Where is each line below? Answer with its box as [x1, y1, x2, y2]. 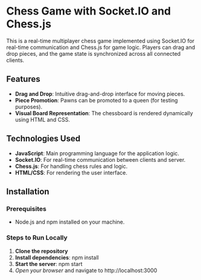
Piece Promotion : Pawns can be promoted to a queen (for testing [14, 96, 178, 104]
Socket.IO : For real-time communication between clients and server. [14, 156, 186, 163]
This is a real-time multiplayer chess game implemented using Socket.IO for [6, 37, 195, 44]
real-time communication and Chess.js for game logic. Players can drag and [6, 44, 196, 51]
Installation [6, 186, 49, 196]
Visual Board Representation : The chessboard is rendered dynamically [14, 109, 193, 116]
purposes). [14, 103, 43, 110]
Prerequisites [6, 204, 46, 213]
